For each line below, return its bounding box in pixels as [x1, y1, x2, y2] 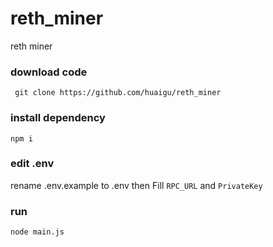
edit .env [10, 157, 55, 171]
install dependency [10, 111, 106, 125]
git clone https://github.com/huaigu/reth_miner [14, 88, 222, 98]
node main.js [10, 227, 65, 237]
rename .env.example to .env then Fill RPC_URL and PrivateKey [10, 179, 263, 191]
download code [10, 65, 88, 79]
